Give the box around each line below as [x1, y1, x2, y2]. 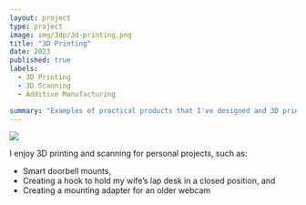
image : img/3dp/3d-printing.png [9, 30, 132, 39]
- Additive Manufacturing [17, 89, 117, 98]
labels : [9, 65, 39, 74]
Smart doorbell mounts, [22, 166, 112, 177]
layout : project [9, 13, 71, 23]
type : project [9, 22, 64, 31]
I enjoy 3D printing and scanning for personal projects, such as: [9, 148, 248, 159]
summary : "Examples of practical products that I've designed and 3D [9, 106, 280, 115]
